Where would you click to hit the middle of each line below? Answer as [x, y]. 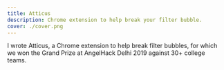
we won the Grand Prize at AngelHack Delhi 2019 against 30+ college [106, 53]
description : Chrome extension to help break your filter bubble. [105, 20]
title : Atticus [29, 13]
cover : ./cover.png [35, 26]
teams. [17, 60]
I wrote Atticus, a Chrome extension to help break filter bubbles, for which [112, 46]
